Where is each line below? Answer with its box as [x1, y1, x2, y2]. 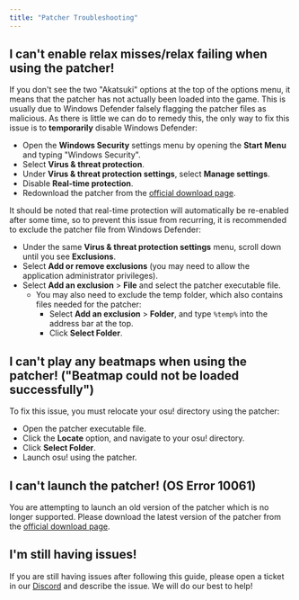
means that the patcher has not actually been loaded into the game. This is [9, 94, 286, 104]
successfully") [9, 381, 94, 397]
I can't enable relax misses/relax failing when [9, 47, 268, 62]
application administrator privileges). [22, 271, 159, 282]
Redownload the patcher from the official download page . [22, 188, 236, 199]
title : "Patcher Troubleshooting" [9, 13, 139, 22]
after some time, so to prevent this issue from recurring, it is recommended [9, 215, 287, 226]
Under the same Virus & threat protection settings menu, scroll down [22, 242, 282, 253]
